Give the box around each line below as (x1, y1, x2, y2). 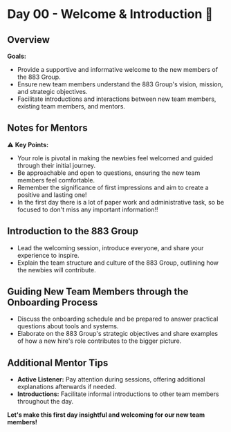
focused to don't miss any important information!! (17, 205, 158, 214)
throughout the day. (17, 397, 74, 406)
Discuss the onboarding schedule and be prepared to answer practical (17, 314, 219, 323)
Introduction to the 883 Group (7, 225, 139, 237)
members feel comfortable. (17, 176, 95, 184)
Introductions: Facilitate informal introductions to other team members (17, 390, 219, 398)
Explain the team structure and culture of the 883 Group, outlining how (17, 259, 219, 267)
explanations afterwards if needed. (17, 383, 117, 391)
